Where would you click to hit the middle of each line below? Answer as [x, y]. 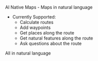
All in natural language [28, 53]
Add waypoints [35, 27]
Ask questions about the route [51, 43]
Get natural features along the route [56, 38]
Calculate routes [37, 22]
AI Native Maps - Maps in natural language [49, 7]
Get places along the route [47, 33]
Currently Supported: [34, 17]
